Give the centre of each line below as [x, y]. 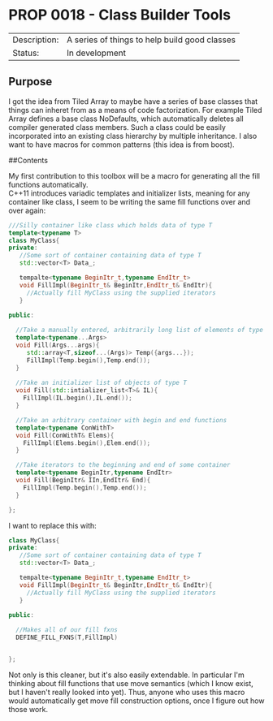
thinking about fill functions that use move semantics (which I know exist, [131, 683]
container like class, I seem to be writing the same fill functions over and [129, 201]
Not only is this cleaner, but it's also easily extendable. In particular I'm [127, 675]
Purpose [30, 82]
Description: [36, 40]
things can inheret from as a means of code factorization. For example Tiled [135, 110]
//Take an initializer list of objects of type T [101, 383]
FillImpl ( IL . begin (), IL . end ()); [78, 398]
